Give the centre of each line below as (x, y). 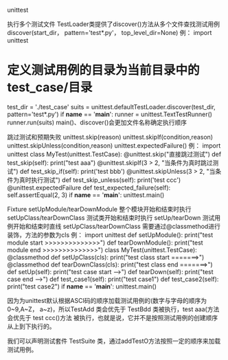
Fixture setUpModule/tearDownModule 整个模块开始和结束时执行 (99, 209)
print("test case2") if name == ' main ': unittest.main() (82, 286)
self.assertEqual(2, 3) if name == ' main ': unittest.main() (86, 194)
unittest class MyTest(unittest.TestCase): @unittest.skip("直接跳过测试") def (114, 154)
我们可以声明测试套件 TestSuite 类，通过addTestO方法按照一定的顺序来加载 (114, 341)
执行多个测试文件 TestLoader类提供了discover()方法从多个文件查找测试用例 (114, 24)
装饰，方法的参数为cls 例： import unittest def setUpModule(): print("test (110, 235)
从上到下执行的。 (31, 326)
